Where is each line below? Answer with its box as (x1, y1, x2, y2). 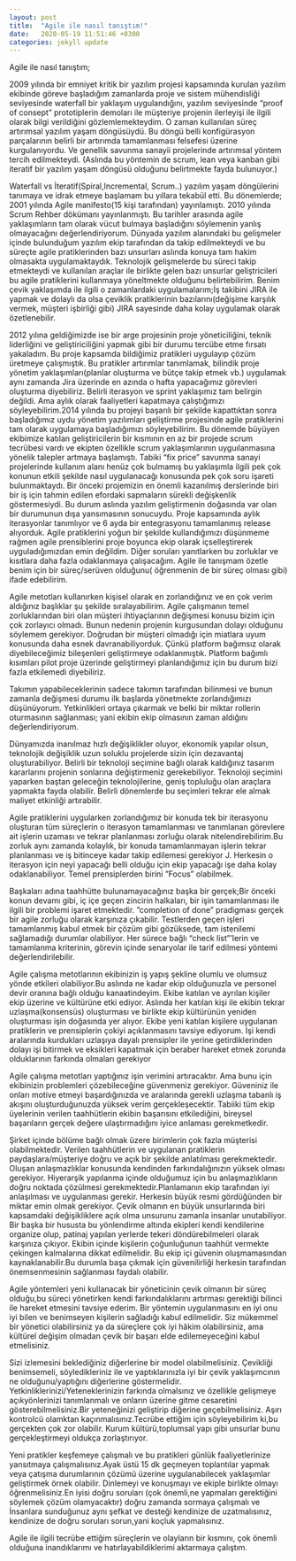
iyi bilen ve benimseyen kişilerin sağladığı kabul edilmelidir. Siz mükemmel (9, 1312, 278, 1323)
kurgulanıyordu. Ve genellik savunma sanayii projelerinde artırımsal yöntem (9, 145, 282, 156)
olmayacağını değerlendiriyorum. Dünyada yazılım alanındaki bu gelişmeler (9, 228, 281, 239)
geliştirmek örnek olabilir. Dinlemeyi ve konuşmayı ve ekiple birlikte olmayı (9, 1478, 278, 1488)
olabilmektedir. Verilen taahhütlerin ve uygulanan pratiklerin (9, 1144, 225, 1155)
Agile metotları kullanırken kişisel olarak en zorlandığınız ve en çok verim (9, 591, 274, 602)
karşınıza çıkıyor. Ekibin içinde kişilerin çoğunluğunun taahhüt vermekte (9, 1239, 269, 1249)
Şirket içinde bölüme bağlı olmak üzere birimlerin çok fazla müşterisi (9, 1135, 258, 1146)
